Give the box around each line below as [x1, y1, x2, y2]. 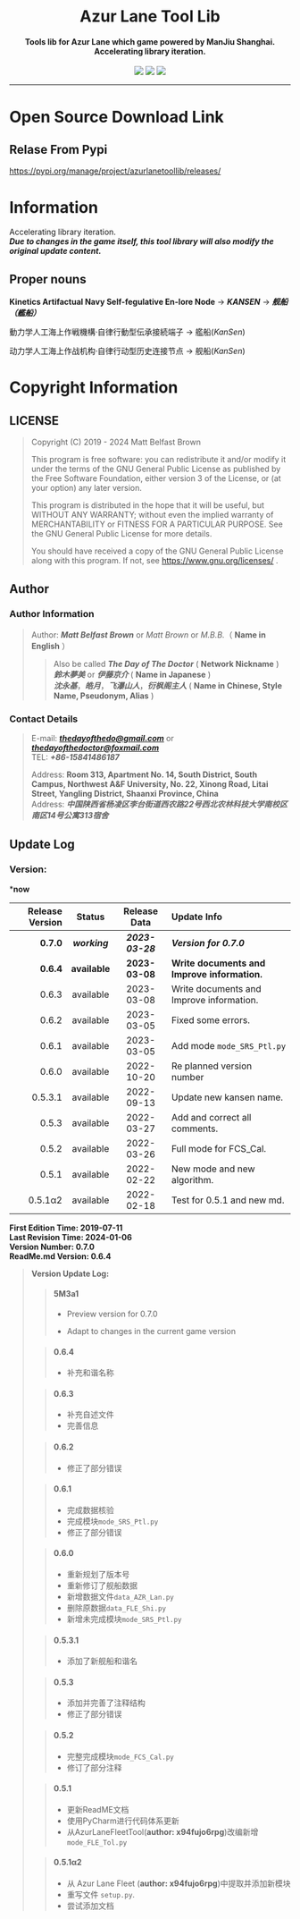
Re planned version [171, 1060, 253, 1072]
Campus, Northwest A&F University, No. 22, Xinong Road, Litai [30, 779, 269, 790]
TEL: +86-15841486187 [30, 752, 121, 763]
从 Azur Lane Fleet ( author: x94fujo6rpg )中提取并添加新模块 [66, 1878, 291, 1889]
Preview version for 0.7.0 [66, 1308, 158, 1320]
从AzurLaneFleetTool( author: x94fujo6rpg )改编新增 [66, 1826, 259, 1837]
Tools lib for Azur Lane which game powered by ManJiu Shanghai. [25, 36, 275, 46]
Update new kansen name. [171, 1091, 284, 1103]
